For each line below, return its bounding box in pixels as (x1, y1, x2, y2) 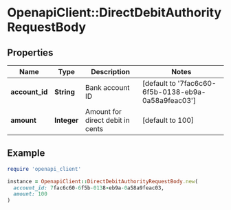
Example (7, 148, 45, 159)
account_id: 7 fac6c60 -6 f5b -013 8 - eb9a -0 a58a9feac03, (13, 184, 165, 191)
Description (90, 67, 131, 76)
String (54, 87, 76, 97)
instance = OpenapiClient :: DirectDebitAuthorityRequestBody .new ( (7, 178, 198, 185)
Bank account (85, 83, 130, 92)
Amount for (85, 107, 122, 116)
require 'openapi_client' (7, 165, 81, 172)
